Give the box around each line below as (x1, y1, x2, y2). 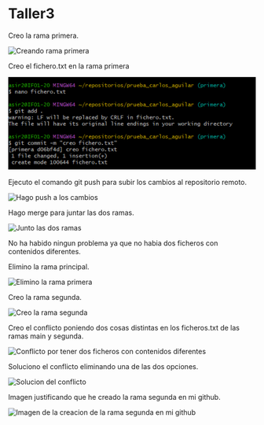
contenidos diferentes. (8, 247, 81, 257)
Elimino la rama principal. (8, 262, 90, 272)
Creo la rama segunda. (8, 293, 82, 302)
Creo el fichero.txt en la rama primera (8, 61, 130, 71)
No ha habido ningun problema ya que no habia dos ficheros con (8, 238, 218, 248)
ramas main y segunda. (8, 331, 84, 341)
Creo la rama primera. (8, 31, 79, 40)
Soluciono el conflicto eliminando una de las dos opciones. (8, 362, 199, 371)
